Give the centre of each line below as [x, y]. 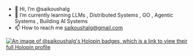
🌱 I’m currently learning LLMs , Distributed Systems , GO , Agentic [94, 15]
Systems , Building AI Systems [51, 21]
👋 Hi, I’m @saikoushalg [42, 9]
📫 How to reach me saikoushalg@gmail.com [69, 28]
